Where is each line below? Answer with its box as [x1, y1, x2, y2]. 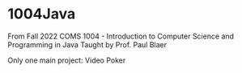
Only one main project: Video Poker [7, 55, 126, 65]
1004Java [7, 5, 76, 23]
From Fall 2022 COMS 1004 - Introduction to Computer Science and [7, 31, 234, 41]
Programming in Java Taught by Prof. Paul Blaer [7, 39, 168, 49]
